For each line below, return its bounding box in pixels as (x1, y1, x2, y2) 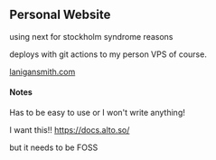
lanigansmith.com (9, 66, 76, 77)
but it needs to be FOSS (9, 142, 99, 153)
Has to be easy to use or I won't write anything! (9, 108, 185, 118)
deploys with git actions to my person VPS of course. (9, 49, 208, 60)
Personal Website (9, 7, 111, 23)
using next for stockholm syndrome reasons (9, 31, 174, 42)
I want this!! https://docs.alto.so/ (9, 125, 130, 136)
